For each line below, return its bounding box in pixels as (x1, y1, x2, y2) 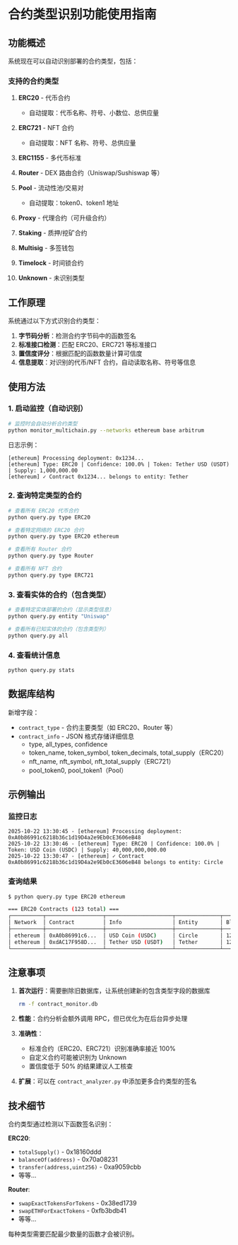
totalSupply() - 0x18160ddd (18, 1147, 102, 1156)
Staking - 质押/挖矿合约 (18, 229, 88, 237)
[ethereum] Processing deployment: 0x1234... (8, 454, 144, 461)
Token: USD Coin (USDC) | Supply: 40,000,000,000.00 (8, 846, 167, 854)
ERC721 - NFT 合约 (18, 124, 74, 132)
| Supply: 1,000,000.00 (8, 467, 78, 474)
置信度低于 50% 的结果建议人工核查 (28, 1062, 133, 1070)
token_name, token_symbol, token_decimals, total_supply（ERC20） (28, 748, 228, 757)
